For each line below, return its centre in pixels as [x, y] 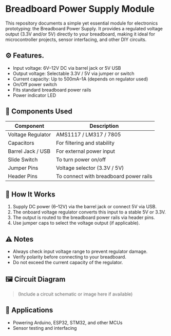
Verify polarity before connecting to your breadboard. [70, 257]
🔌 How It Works [30, 194]
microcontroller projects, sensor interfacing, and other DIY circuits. [76, 39]
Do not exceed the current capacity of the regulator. [68, 263]
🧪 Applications [29, 310]
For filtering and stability [85, 143]
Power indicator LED [34, 95]
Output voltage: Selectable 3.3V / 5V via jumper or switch [73, 73]
